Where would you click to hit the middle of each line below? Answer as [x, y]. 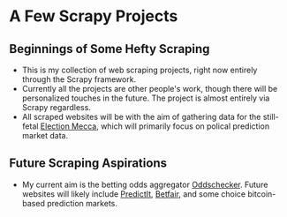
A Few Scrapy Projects [94, 16]
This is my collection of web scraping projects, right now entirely [140, 70]
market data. [45, 135]
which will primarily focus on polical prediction [185, 126]
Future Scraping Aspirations [88, 164]
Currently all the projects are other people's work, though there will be [150, 89]
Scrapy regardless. [56, 107]
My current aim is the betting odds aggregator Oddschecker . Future [145, 184]
